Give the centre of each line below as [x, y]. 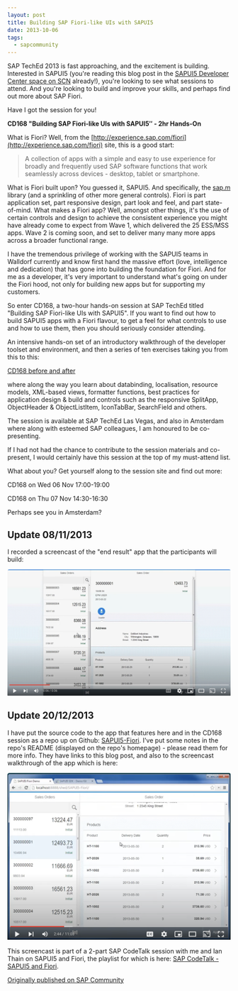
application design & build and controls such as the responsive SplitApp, [113, 400]
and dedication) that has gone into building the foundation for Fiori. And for [117, 269]
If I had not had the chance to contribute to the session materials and [108, 450]
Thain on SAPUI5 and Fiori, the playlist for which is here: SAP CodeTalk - [113, 958]
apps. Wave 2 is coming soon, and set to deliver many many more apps [112, 233]
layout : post [27, 15]
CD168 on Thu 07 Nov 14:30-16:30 [58, 499]
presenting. [24, 436]
